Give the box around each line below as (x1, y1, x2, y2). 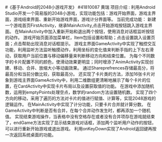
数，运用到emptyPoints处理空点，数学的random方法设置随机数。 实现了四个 (5, 89, 158, 95)
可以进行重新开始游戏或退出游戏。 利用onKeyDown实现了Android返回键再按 (5, 126, 157, 131)
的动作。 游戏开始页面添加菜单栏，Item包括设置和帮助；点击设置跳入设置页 (5, 35, 155, 40)
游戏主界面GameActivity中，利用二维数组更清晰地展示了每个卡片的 (13, 77, 146, 83)
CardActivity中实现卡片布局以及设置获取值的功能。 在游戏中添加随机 (17, 83, 154, 89)
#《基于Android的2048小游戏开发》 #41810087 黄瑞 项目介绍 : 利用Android (5, 4, 156, 10)
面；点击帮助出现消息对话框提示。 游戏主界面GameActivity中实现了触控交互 (5, 41, 156, 46)
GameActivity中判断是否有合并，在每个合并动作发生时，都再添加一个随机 (5, 107, 151, 113)
